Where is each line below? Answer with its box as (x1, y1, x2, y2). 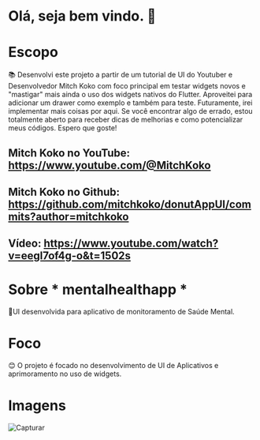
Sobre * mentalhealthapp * (8, 280, 188, 299)
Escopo (8, 43, 59, 62)
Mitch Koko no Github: (8, 185, 121, 198)
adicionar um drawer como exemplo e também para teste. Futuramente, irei (8, 98, 253, 107)
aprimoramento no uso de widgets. (8, 369, 122, 378)
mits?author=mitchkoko (8, 209, 129, 224)
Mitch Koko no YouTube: (8, 146, 131, 160)
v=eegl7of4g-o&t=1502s (8, 249, 132, 263)
